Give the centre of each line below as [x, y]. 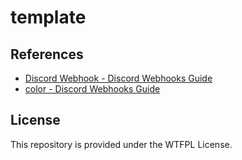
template [48, 17]
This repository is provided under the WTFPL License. [121, 144]
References [47, 54]
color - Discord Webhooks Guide [92, 89]
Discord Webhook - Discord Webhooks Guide [118, 78]
